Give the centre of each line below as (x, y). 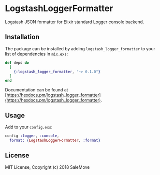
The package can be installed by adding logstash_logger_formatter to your (80, 48)
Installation (22, 37)
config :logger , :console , (32, 136)
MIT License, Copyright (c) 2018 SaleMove (48, 167)
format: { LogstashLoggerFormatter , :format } (55, 140)
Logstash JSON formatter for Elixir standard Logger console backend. (74, 22)
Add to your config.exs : (29, 127)
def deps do (17, 63)
